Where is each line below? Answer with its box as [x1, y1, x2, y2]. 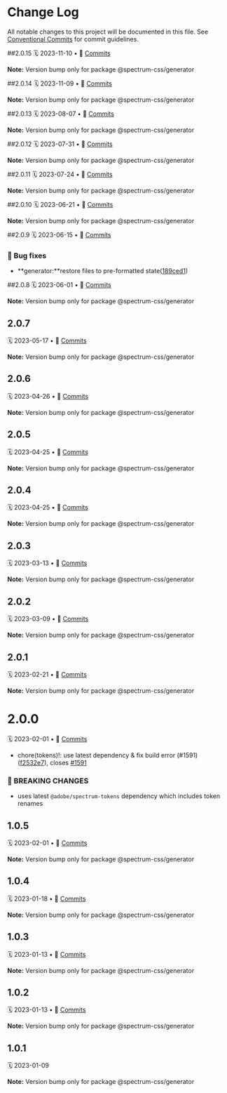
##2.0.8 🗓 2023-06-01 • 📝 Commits [7, 281, 111, 289]
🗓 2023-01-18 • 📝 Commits [7, 894, 86, 903]
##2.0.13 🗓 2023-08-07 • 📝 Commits [7, 110, 114, 118]
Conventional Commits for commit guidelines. [7, 34, 139, 43]
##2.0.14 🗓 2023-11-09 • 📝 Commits [7, 79, 112, 88]
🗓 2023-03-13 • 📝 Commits [7, 559, 88, 567]
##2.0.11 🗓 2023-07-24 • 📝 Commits [7, 170, 113, 178]
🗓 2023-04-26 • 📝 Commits [7, 392, 89, 400]
